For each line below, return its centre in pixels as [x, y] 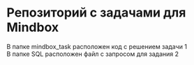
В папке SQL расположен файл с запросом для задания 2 [93, 54]
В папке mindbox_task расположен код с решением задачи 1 [97, 46]
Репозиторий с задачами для [96, 13]
